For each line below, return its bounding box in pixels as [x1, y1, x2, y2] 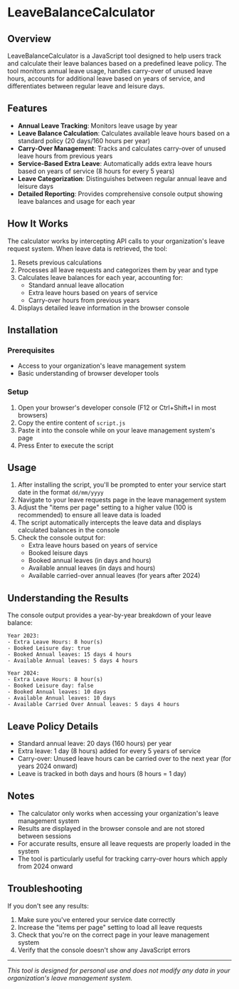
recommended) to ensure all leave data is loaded [17, 511, 161, 519]
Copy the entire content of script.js [17, 418, 126, 427]
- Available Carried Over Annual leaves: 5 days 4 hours [7, 701, 180, 708]
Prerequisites [7, 345, 55, 355]
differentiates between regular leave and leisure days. [7, 82, 165, 90]
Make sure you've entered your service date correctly [17, 915, 176, 923]
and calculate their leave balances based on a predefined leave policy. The [7, 59, 227, 68]
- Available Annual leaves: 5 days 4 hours [7, 657, 139, 665]
